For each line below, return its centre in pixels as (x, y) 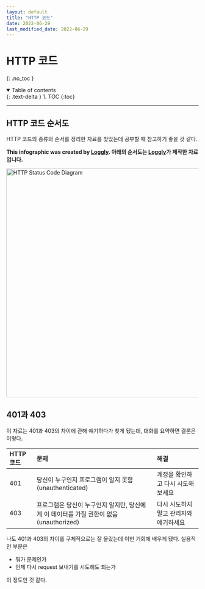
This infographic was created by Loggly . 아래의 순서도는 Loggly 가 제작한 (97, 152)
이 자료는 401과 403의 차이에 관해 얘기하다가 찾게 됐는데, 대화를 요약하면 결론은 (101, 430)
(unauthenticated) (62, 488)
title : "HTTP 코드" (30, 18)
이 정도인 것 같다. (27, 580)
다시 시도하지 (174, 504)
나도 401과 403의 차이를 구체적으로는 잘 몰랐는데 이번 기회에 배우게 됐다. (93, 538)
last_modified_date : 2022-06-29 (47, 29)
